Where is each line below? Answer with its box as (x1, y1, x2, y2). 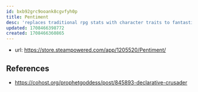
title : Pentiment (6, 14, 49, 20)
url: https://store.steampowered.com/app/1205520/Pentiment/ (14, 46, 166, 53)
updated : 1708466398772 (6, 25, 65, 31)
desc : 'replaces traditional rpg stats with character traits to (6, 19, 170, 25)
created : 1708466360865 (6, 30, 65, 36)
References (6, 63, 49, 73)
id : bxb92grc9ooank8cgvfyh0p (6, 8, 78, 15)
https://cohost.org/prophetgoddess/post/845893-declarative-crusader (14, 79, 187, 86)
